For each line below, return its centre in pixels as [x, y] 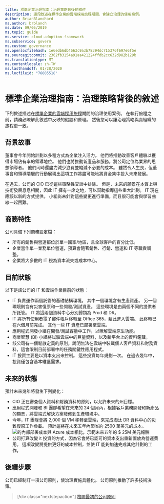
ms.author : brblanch [26, 23]
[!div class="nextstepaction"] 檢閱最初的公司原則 [66, 496]
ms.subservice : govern [28, 42]
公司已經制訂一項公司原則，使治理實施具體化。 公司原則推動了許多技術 [76, 480]
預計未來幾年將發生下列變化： [35, 391]
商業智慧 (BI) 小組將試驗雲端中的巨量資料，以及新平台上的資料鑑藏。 [81, 337]
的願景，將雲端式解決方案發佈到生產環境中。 [57, 414]
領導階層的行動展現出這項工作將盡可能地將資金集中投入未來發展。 [84, 174]
